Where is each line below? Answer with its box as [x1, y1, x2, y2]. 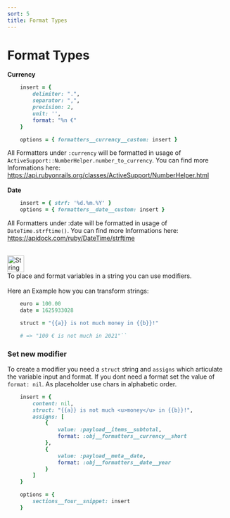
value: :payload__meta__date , [57, 452, 146, 460]
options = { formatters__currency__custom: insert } [20, 136, 178, 143]
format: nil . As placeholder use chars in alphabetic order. [7, 379, 177, 388]
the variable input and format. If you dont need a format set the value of [7, 372, 215, 381]
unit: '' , [32, 110, 61, 117]
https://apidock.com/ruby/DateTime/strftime [7, 234, 135, 243]
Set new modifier [7, 349, 68, 359]
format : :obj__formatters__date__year [57, 459, 172, 466]
